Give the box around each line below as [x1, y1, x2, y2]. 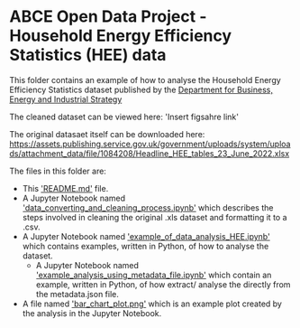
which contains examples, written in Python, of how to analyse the [22, 240, 269, 251]
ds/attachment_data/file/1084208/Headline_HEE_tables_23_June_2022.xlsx [9, 147, 290, 159]
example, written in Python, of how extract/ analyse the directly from [35, 278, 291, 290]
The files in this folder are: [9, 165, 106, 176]
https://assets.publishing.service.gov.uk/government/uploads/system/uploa [9, 138, 291, 149]
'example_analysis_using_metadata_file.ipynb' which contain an [35, 269, 272, 280]
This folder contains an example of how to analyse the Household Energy [9, 74, 281, 85]
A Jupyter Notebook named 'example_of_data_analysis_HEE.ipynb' [22, 230, 270, 241]
